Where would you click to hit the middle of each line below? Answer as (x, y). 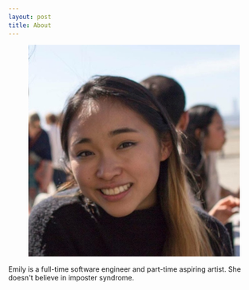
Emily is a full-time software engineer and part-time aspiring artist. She (125, 269)
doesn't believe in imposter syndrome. (71, 278)
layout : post (30, 17)
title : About (30, 25)
